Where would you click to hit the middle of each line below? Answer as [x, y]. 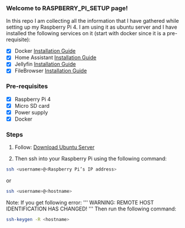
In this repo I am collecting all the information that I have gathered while [92, 21]
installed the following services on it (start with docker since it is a [86, 33]
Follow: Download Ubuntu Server [55, 147]
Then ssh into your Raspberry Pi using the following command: [91, 159]
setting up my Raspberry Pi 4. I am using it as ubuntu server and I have [92, 27]
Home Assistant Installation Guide [55, 57]
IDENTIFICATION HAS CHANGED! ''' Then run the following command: [91, 209]
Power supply [31, 112]
